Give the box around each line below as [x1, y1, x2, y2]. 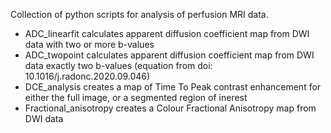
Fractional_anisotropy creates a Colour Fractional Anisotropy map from [24, 102, 317, 114]
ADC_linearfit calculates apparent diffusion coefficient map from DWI [24, 28, 310, 39]
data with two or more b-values [24, 39, 155, 50]
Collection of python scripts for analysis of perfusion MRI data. [10, 9, 269, 20]
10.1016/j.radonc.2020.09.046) [24, 70, 151, 82]
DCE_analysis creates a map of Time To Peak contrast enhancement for [24, 81, 322, 93]
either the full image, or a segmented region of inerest [24, 92, 248, 103]
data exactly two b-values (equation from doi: [24, 60, 213, 71]
